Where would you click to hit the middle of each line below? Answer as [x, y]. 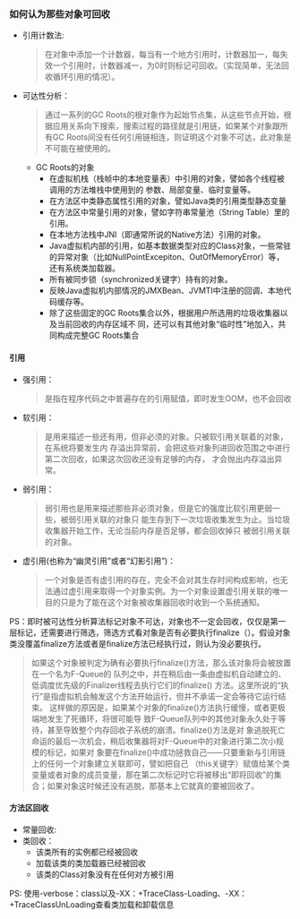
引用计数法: [43, 35]
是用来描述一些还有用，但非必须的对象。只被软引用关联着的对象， [166, 436]
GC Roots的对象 [65, 167]
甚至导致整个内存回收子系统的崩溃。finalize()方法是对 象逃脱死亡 [167, 730]
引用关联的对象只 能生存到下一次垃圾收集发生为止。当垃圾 [183, 519]
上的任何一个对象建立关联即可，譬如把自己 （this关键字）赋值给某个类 [161, 763]
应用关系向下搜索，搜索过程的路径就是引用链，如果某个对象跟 [166, 126]
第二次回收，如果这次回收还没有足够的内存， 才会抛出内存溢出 [159, 459]
